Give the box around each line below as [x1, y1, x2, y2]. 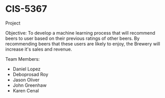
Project [5, 20, 20, 26]
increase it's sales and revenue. [5, 46, 73, 52]
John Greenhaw [12, 82, 47, 88]
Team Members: [5, 56, 40, 62]
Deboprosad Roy [12, 71, 49, 77]
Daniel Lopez [12, 66, 41, 72]
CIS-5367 [5, 3, 47, 15]
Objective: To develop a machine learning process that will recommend [5, 30, 155, 36]
